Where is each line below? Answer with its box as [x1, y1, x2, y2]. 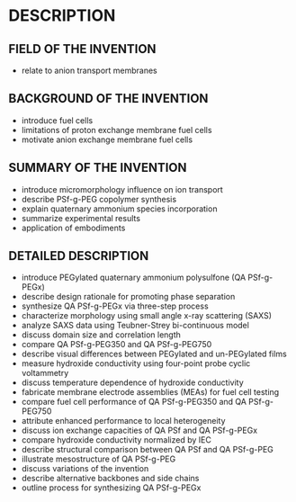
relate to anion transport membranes [21, 65, 158, 76]
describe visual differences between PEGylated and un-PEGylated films [21, 348, 287, 360]
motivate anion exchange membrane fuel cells [21, 134, 193, 145]
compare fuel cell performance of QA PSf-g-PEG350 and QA [21, 397, 247, 408]
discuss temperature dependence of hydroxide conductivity [21, 377, 244, 388]
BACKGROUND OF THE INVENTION [8, 91, 209, 106]
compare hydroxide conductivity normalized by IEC [21, 435, 212, 445]
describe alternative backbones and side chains [21, 473, 200, 484]
